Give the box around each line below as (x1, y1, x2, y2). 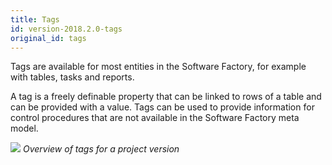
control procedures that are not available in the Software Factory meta (10, 112, 300, 124)
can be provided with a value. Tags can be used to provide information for (10, 101, 315, 113)
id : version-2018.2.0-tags (10, 24, 123, 34)
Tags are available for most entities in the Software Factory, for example (10, 61, 307, 73)
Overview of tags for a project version (22, 143, 180, 155)
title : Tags (10, 14, 60, 25)
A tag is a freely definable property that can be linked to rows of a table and (10, 91, 322, 103)
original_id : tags (10, 33, 87, 43)
